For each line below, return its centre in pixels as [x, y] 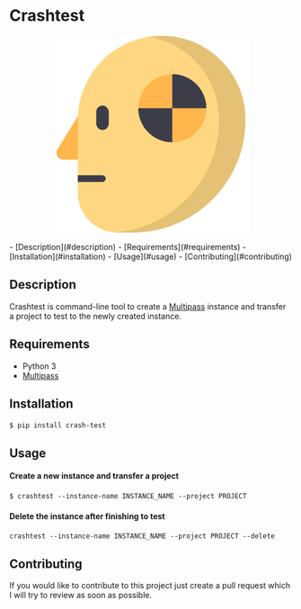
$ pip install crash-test [58, 425]
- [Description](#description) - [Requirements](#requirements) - [128, 246]
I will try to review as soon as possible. [81, 595]
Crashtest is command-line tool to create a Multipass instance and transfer [148, 306]
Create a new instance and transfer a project [94, 476]
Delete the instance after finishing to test [87, 516]
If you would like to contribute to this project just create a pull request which [150, 585]
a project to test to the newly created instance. [96, 316]
